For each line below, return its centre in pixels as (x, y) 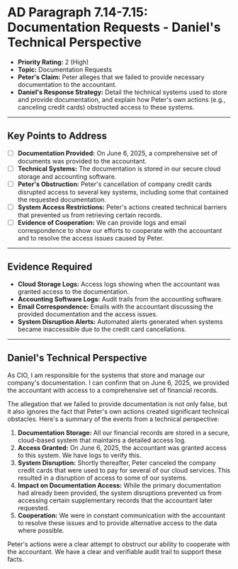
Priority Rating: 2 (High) (53, 62)
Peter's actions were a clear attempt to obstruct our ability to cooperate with (119, 544)
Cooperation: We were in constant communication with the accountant (121, 515)
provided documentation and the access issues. (87, 314)
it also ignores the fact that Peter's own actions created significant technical (118, 411)
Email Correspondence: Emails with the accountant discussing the (115, 306)
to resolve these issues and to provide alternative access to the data (117, 523)
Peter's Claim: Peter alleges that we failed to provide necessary (111, 77)
